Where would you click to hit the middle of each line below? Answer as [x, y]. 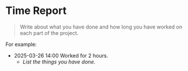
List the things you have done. [59, 62]
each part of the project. [49, 33]
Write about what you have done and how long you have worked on [101, 27]
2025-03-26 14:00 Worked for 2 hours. [61, 55]
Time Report [36, 11]
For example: [21, 44]
